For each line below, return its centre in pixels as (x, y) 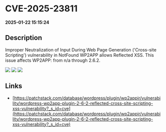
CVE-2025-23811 (41, 9)
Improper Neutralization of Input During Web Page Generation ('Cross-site (81, 49)
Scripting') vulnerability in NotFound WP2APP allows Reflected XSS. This (80, 55)
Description (24, 38)
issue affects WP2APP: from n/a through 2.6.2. (53, 60)
